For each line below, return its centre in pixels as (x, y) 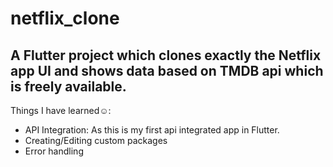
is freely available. (68, 86)
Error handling (54, 151)
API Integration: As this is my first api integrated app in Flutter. (152, 130)
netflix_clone (65, 18)
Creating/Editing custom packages (96, 140)
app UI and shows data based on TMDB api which (167, 70)
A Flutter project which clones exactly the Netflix (166, 55)
